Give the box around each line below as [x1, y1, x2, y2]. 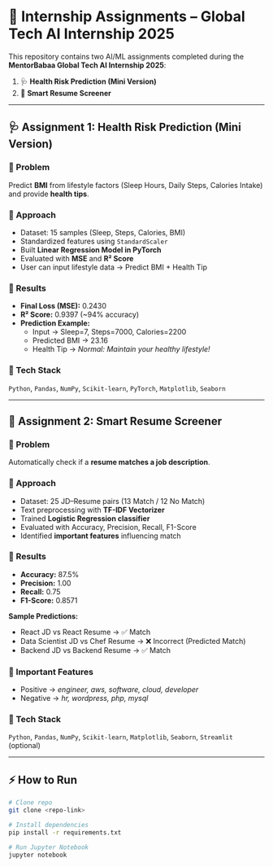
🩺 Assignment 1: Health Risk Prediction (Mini [8, 120, 241, 134]
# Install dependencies [8, 821, 89, 829]
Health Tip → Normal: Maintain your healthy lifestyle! [32, 344, 210, 354]
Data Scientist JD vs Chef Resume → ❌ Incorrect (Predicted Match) [19, 636, 246, 646]
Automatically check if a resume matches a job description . [8, 458, 210, 467]
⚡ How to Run [8, 773, 78, 786]
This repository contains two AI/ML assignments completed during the [8, 51, 245, 61]
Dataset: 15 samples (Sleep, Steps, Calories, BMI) [19, 227, 186, 237]
